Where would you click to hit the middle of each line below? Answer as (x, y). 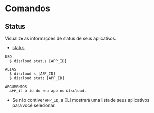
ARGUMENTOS (16, 87)
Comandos (28, 9)
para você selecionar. (34, 105)
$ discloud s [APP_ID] (33, 74)
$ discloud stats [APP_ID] (37, 78)
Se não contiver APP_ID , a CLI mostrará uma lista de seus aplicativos (81, 100)
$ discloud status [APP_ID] (38, 61)
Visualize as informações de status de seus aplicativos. (61, 38)
